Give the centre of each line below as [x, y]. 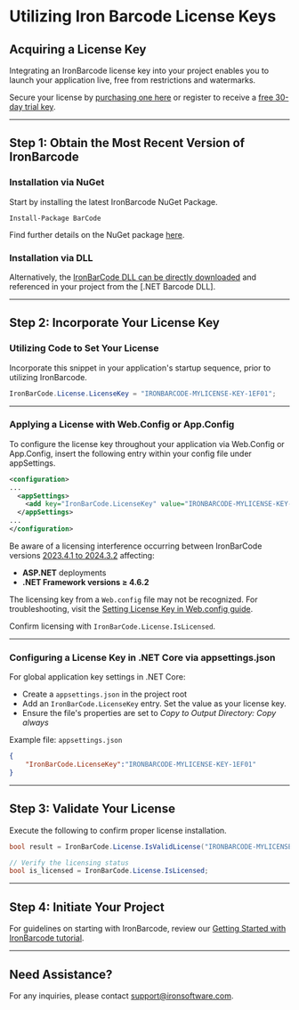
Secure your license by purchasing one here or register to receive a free [141, 97]
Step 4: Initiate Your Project [87, 907]
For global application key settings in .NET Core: [97, 677]
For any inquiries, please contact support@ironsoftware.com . [121, 996]
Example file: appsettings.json [66, 740]
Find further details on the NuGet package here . [97, 234]
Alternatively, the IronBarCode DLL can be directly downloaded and [133, 277]
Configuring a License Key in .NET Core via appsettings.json [142, 657]
